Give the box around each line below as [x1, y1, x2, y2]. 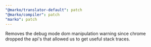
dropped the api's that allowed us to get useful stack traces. [5, 36, 130, 42]
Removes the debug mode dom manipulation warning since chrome [5, 31, 146, 37]
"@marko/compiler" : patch [5, 12, 60, 17]
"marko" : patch [5, 17, 37, 22]
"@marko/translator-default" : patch [5, 7, 82, 13]
